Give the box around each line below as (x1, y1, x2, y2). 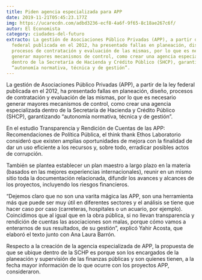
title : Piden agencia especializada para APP (6, 8, 122, 15)
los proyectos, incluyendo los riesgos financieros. (6, 181, 129, 188)
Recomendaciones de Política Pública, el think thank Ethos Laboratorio (6, 131, 182, 138)
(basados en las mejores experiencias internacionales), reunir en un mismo (6, 168, 192, 175)
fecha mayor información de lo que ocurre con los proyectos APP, (6, 262, 170, 269)
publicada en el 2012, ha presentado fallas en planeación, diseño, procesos (6, 88, 194, 95)
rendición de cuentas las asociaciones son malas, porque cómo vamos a (6, 218, 186, 225)
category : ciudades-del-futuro (6, 31, 85, 37)
